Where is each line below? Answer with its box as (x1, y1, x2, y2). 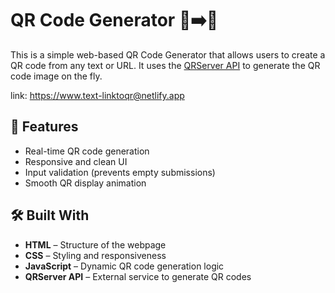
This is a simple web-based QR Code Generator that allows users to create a (10, 48, 326, 61)
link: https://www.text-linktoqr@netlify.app (10, 89, 185, 101)
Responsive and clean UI (24, 155, 128, 167)
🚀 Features (10, 118, 79, 136)
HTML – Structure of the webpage (24, 238, 167, 251)
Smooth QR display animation (24, 177, 147, 189)
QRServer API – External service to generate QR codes (24, 270, 252, 282)
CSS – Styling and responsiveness (24, 249, 167, 261)
